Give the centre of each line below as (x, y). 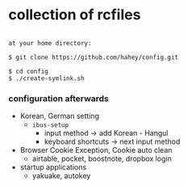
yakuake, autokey (61, 176)
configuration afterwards (58, 98)
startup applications (53, 167)
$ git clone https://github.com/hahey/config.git (94, 57)
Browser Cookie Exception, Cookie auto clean (96, 150)
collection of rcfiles (75, 15)
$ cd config (28, 71)
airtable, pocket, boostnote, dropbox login (102, 159)
